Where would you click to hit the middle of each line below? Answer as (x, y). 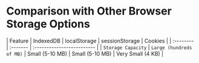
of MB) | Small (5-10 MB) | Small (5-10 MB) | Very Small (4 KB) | (85, 53)
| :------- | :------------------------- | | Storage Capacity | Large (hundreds (99, 47)
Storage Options (48, 24)
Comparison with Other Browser (89, 11)
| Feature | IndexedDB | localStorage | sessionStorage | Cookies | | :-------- (100, 41)
